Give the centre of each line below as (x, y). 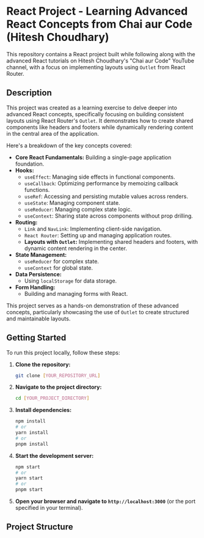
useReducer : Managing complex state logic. (78, 209)
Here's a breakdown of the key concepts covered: (69, 146)
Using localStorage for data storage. (71, 281)
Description (29, 93)
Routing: (26, 222)
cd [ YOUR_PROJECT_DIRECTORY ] (52, 399)
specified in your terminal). (49, 508)
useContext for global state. (59, 268)
